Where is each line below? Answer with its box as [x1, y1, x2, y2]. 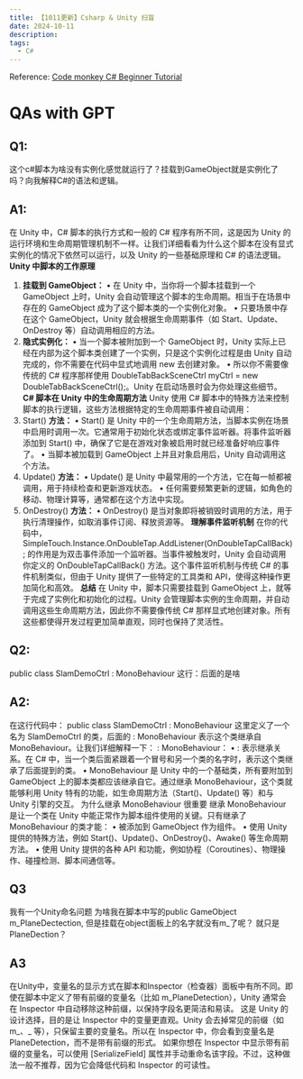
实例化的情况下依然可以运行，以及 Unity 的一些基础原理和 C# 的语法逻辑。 [9, 249, 286, 260]
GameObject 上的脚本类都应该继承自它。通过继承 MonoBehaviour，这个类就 [9, 776, 293, 787]
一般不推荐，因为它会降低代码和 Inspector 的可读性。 [16, 1060, 216, 1071]
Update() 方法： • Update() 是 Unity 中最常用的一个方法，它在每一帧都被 [22, 471, 292, 482]
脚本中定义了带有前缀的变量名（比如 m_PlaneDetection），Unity [24, 992, 261, 1003]
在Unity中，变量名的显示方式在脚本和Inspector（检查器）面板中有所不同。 [9, 981, 286, 992]
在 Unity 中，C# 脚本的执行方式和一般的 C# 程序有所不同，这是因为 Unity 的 [9, 226, 291, 237]
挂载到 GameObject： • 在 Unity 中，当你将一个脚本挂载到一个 [22, 279, 256, 290]
